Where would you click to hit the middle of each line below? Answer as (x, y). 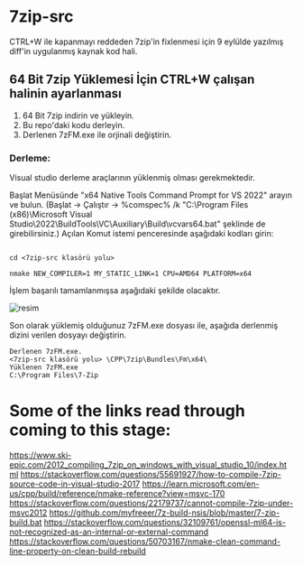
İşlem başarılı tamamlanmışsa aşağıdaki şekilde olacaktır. (115, 291)
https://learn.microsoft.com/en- (201, 484)
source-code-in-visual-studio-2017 (75, 484)
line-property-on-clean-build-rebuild (78, 551)
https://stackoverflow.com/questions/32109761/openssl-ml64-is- (165, 522)
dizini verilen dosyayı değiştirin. (68, 335)
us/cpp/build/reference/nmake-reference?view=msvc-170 (117, 493)
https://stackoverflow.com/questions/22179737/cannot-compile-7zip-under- (151, 503)
